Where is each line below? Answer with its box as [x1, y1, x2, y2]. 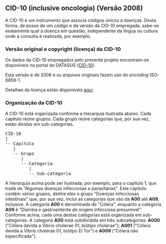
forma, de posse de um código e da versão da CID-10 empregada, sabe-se [5, 22, 160, 28]
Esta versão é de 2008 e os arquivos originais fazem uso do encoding [5, 72, 149, 78]
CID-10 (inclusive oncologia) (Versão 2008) [5, 4, 143, 12]
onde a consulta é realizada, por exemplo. [5, 33, 91, 39]
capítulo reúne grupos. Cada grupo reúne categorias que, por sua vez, [5, 116, 150, 122]
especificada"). [5, 233, 37, 239]
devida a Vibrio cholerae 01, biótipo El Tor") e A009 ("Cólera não [5, 228, 139, 234]
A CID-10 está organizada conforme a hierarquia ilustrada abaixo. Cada [5, 111, 152, 117]
